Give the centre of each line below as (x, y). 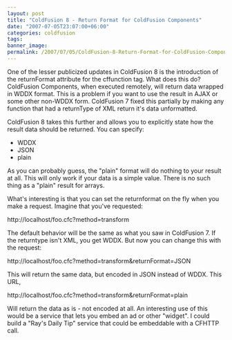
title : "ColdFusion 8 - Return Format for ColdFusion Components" (105, 20)
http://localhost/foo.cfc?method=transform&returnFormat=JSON (99, 261)
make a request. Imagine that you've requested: (75, 206)
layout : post (26, 13)
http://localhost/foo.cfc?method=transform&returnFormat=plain (98, 295)
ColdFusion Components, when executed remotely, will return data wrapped (116, 86)
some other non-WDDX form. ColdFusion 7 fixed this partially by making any (116, 101)
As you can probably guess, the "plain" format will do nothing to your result (114, 171)
